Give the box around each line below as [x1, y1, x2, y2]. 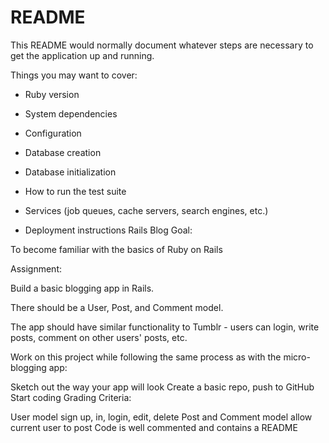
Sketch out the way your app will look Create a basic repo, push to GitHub [10, 381, 315, 393]
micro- [283, 351, 311, 363]
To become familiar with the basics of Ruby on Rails [10, 243, 223, 255]
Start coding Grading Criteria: [10, 391, 132, 403]
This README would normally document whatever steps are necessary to [10, 39, 314, 51]
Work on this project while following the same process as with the [10, 351, 282, 363]
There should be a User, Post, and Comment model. [10, 301, 224, 313]
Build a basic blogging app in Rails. [10, 282, 155, 294]
